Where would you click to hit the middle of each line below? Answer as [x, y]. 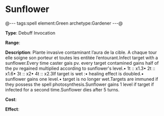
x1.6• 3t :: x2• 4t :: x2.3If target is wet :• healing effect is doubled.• [74, 73]
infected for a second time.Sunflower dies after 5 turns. [62, 89]
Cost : [11, 99]
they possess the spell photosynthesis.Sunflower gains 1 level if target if [79, 84]
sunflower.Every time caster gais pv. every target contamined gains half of [82, 63]
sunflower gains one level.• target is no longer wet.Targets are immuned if [82, 79]
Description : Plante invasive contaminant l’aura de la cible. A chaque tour [81, 52]
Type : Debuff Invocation [30, 33]
